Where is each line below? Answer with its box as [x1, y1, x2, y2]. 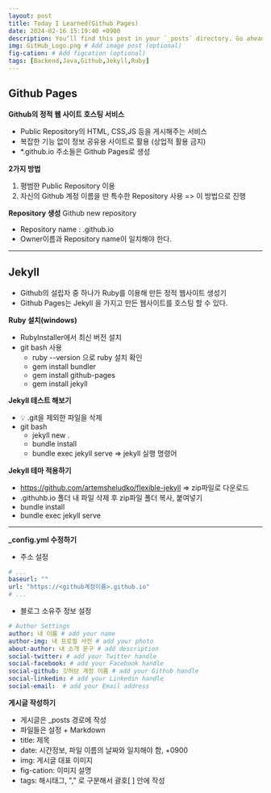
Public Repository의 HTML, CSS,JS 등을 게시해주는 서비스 [19, 126, 207, 136]
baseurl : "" [8, 575, 48, 584]
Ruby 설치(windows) [8, 315, 77, 325]
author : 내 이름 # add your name [8, 629, 115, 638]
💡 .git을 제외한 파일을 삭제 [19, 413, 102, 422]
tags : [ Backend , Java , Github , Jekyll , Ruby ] [8, 57, 150, 65]
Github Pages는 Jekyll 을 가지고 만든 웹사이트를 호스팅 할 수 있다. [19, 298, 228, 308]
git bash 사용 [19, 342, 63, 352]
